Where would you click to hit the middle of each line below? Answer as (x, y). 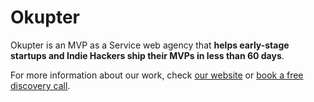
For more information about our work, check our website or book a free (157, 75)
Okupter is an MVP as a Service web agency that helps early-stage (150, 45)
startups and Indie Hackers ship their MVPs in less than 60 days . (147, 55)
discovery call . (40, 85)
